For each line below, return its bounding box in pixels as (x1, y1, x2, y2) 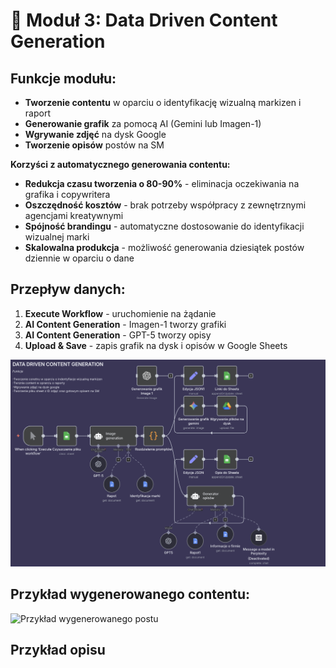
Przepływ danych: (10, 281, 126, 298)
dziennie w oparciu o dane (24, 252, 135, 264)
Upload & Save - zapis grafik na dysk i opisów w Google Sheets (24, 339, 288, 351)
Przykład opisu (10, 642, 106, 659)
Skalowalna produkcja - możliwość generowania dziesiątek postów (24, 242, 305, 253)
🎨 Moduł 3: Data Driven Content (10, 9, 278, 32)
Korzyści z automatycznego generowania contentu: (10, 159, 231, 170)
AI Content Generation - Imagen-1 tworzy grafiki (24, 318, 227, 330)
